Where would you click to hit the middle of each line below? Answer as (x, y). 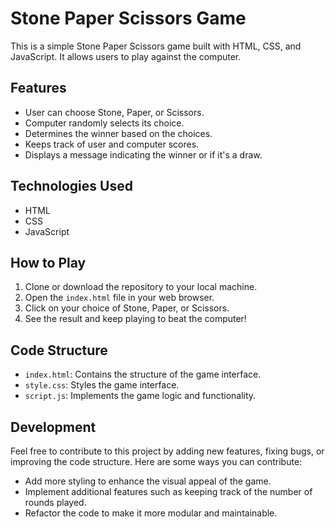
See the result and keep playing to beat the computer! (135, 319)
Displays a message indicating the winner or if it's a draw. (143, 154)
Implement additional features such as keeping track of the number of (168, 491)
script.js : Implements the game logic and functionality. (140, 396)
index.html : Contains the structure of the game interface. (143, 374)
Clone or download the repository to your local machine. (141, 287)
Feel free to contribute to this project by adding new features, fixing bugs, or (167, 451)
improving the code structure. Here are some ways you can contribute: (156, 461)
